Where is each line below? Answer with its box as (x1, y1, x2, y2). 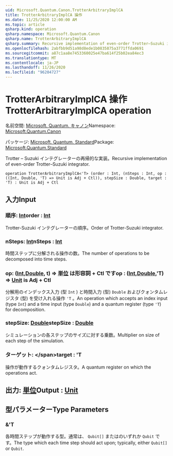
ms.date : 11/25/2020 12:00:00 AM (5, 17, 77, 22)
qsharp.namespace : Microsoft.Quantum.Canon (5, 31, 100, 37)
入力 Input (5, 195, 36, 204)
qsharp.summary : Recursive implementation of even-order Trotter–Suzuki (5, 41, 165, 46)
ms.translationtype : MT (5, 55, 57, 61)
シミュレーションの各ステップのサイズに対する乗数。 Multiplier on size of (5, 331, 160, 338)
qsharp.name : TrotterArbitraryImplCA (5, 37, 86, 42)
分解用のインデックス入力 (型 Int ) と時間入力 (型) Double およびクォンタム (5, 289, 164, 295)
